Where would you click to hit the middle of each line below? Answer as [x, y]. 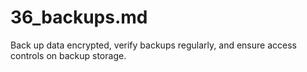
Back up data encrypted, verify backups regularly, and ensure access [153, 45]
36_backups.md [79, 17]
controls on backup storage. [68, 55]
